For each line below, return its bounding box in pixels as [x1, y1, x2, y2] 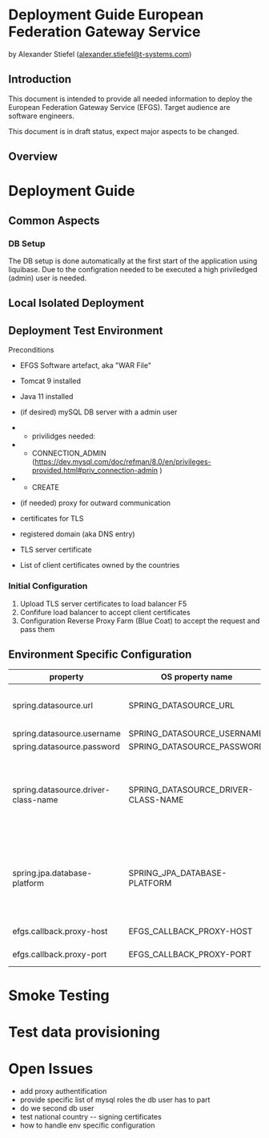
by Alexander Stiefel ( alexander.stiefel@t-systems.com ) [8, 49, 192, 59]
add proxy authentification [19, 1086, 107, 1095]
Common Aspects [8, 214, 100, 227]
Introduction [8, 72, 72, 86]
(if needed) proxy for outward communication [19, 498, 171, 508]
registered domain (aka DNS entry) [19, 529, 135, 539]
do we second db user [19, 1103, 94, 1113]
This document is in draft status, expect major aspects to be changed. [8, 126, 239, 136]
